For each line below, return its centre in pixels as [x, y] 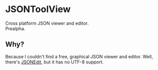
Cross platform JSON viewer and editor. [47, 23]
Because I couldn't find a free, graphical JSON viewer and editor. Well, [79, 56]
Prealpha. [15, 28]
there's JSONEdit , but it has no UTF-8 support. [55, 62]
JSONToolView [38, 9]
